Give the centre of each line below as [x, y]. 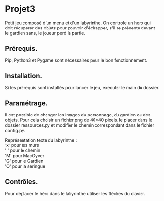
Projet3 [20, 9]
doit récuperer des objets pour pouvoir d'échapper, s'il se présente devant [80, 28]
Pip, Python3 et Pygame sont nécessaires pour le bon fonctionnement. [76, 60]
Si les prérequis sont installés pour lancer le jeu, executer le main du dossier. [82, 87]
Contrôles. [22, 182]
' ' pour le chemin [23, 150]
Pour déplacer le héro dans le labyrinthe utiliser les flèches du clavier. [75, 194]
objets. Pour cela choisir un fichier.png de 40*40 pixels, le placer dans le [79, 120]
